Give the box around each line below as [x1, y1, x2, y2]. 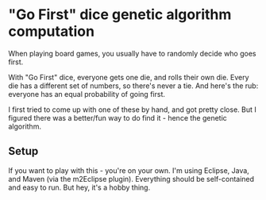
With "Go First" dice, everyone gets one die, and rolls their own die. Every [8, 72, 249, 82]
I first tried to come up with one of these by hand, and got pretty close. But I [8, 105, 256, 114]
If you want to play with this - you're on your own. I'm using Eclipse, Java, [8, 165, 250, 175]
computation [8, 22, 95, 40]
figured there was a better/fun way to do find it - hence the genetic [8, 113, 228, 122]
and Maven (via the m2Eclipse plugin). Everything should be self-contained [8, 174, 255, 183]
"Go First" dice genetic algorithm [8, 6, 232, 24]
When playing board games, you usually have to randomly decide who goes [8, 48, 256, 58]
